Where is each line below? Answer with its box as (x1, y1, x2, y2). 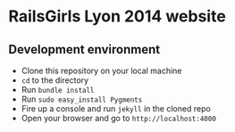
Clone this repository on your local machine (21, 65, 182, 76)
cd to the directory (21, 75, 89, 86)
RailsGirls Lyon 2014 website (8, 6, 227, 27)
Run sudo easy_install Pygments (21, 94, 143, 104)
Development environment (8, 42, 161, 57)
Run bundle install (21, 85, 95, 95)
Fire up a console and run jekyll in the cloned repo (21, 103, 211, 113)
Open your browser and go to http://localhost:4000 (21, 113, 216, 123)
